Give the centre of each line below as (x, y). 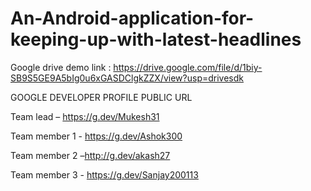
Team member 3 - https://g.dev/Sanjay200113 (104, 174)
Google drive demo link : (61, 67)
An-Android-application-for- (132, 18)
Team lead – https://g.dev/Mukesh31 (85, 116)
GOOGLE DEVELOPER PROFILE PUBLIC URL (101, 97)
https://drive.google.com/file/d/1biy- (188, 67)
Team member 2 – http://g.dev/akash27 (90, 155)
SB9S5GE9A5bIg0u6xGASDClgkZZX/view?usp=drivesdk (127, 78)
